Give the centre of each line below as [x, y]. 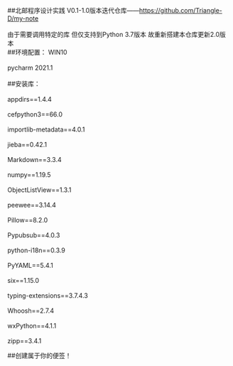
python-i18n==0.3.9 [36, 250]
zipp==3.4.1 [25, 341]
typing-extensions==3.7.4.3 [48, 296]
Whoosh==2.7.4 [31, 311]
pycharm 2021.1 [30, 68]
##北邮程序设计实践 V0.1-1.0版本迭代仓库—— [74, 10]
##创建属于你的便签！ [39, 355]
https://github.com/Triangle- [180, 10]
